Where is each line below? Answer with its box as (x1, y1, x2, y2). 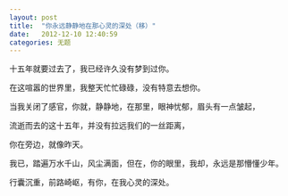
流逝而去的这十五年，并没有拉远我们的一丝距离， (9, 120, 190, 131)
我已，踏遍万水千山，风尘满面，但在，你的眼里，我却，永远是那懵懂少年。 (9, 158, 284, 169)
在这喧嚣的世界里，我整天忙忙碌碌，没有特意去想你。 (9, 82, 206, 94)
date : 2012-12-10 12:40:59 (9, 29, 118, 38)
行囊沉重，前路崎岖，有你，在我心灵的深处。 (9, 177, 174, 188)
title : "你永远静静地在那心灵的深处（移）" (9, 21, 157, 30)
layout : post (9, 12, 58, 22)
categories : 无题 (9, 37, 72, 47)
